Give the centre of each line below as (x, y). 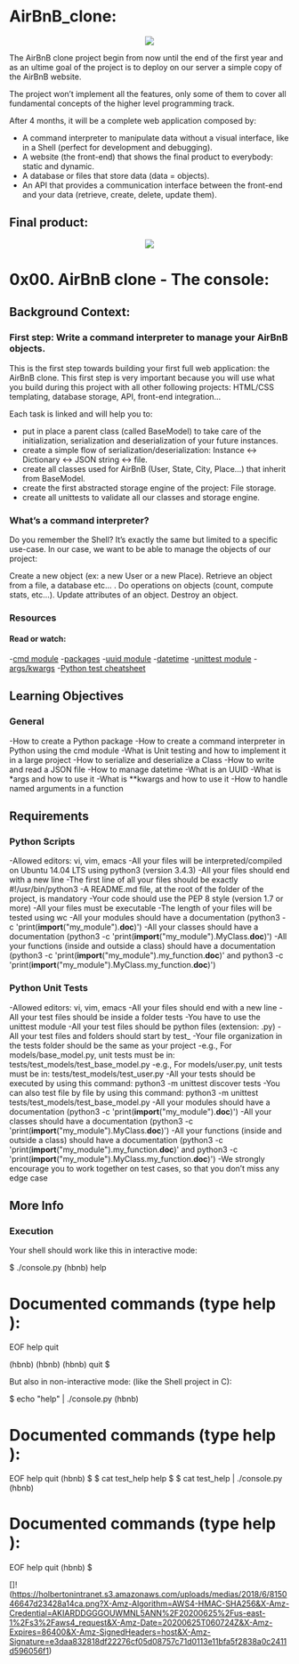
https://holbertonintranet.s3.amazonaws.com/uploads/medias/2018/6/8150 (149, 1595)
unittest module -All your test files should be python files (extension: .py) (142, 1027)
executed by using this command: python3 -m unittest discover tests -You (145, 1083)
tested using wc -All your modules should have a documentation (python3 (145, 918)
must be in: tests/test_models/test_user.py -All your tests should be (133, 1074)
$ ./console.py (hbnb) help (58, 1268)
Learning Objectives (67, 696)
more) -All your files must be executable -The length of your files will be (141, 908)
